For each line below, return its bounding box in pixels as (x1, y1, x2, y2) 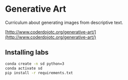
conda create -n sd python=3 (5, 61, 64, 66)
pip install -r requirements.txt (5, 70, 73, 75)
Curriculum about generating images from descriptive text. (5, 20, 124, 25)
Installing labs (5, 48, 49, 57)
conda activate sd (5, 66, 43, 71)
